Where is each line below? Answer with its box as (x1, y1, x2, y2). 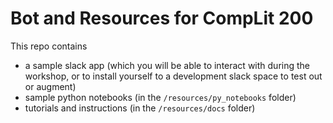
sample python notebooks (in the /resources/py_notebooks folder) (24, 91, 297, 103)
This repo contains (10, 40, 88, 52)
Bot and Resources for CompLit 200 (10, 7, 314, 30)
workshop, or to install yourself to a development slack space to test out (24, 70, 323, 82)
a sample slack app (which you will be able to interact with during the (24, 59, 310, 71)
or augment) (24, 80, 77, 92)
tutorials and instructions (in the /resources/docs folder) (24, 102, 256, 114)
